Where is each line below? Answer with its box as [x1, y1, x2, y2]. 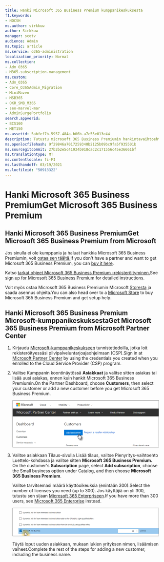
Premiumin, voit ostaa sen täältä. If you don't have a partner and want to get [5, 255, 157, 261]
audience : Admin [5, 39, 38, 44]
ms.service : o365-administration [5, 49, 73, 54]
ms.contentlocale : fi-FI [5, 157, 56, 162]
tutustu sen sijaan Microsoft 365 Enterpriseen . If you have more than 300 [12, 493, 159, 499]
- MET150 [5, 126, 23, 131]
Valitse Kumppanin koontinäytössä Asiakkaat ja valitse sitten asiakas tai [12, 370, 157, 375]
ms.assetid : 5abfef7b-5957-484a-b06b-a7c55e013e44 [5, 131, 110, 136]
